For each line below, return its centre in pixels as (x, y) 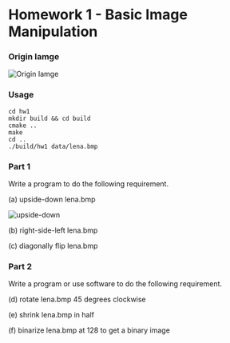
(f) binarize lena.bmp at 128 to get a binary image (89, 330)
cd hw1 (19, 111)
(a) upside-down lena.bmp (52, 199)
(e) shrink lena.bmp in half (51, 315)
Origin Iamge (34, 57)
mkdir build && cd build (50, 118)
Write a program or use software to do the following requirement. (115, 284)
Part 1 (19, 166)
